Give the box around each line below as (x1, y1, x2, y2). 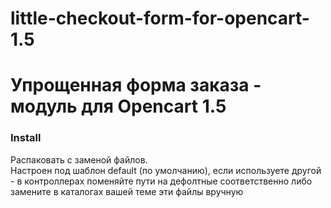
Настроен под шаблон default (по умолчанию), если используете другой (10, 164, 322, 176)
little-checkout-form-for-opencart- (10, 7, 310, 30)
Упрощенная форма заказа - (10, 74, 262, 97)
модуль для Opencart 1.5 (10, 95, 227, 118)
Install (10, 131, 42, 145)
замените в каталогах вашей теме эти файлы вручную (10, 185, 244, 197)
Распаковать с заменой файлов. (10, 153, 148, 166)
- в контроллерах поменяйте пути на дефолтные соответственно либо (10, 175, 313, 187)
